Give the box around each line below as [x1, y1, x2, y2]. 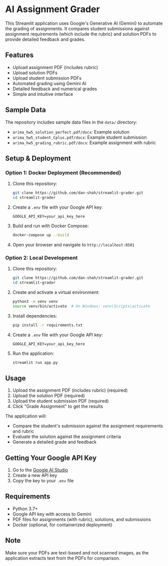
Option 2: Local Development [5, 254, 78, 261]
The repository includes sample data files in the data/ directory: [5, 119, 137, 125]
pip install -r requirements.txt [12, 323, 83, 328]
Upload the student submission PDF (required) [12, 398, 109, 404]
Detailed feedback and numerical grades [12, 86, 97, 92]
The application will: [5, 413, 47, 419]
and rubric [12, 428, 34, 434]
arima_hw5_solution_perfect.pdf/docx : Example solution [12, 129, 130, 135]
